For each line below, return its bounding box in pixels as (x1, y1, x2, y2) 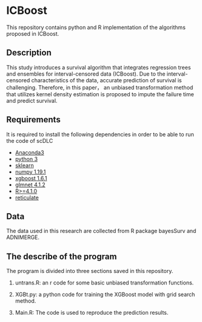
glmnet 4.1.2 (15, 181, 45, 188)
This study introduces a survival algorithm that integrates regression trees (6, 64, 191, 71)
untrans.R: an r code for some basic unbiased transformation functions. (15, 279, 194, 286)
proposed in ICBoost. (6, 30, 59, 37)
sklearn (15, 162, 35, 169)
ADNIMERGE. (6, 234, 40, 241)
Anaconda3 (15, 149, 44, 156)
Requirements (6, 114, 61, 125)
